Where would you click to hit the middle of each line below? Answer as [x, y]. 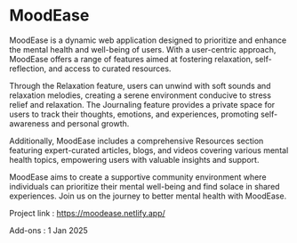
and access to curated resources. [110, 69]
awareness [29, 123]
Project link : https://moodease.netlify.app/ [88, 213]
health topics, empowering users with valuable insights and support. [134, 159]
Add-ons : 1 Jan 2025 [49, 230]
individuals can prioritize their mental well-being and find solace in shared [144, 186]
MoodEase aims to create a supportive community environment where [138, 177]
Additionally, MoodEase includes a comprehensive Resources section [136, 141]
